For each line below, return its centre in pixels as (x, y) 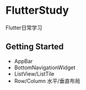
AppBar (23, 61)
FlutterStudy (37, 10)
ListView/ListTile (34, 74)
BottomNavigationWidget (44, 67)
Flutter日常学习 (24, 27)
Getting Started (35, 47)
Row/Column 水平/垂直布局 (47, 80)
